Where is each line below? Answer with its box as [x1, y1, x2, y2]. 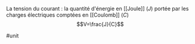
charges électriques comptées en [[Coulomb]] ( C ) [6, 11, 129, 18]
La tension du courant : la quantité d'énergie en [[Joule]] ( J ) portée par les [6, 5, 189, 12]
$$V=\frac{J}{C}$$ [76, 21, 124, 27]
